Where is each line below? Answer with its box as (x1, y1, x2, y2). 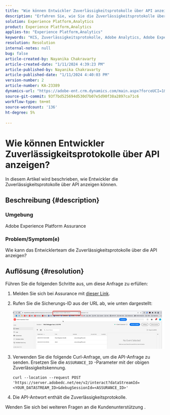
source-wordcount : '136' (5, 105, 58, 110)
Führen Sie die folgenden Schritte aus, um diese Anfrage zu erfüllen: (5, 281, 148, 287)
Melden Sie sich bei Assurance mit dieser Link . (12, 290, 110, 296)
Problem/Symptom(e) (5, 235, 60, 243)
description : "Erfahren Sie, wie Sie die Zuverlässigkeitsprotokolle (5, 13, 155, 19)
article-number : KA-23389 (5, 83, 60, 88)
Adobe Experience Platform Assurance (5, 223, 86, 229)
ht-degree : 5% (5, 110, 35, 115)
